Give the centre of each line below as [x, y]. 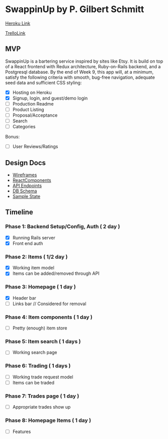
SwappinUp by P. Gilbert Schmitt [75, 9]
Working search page [35, 353]
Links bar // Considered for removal [49, 304]
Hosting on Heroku [32, 92]
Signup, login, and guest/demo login [50, 98]
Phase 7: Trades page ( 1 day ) [42, 396]
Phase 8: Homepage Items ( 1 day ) [48, 420]
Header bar [24, 298]
